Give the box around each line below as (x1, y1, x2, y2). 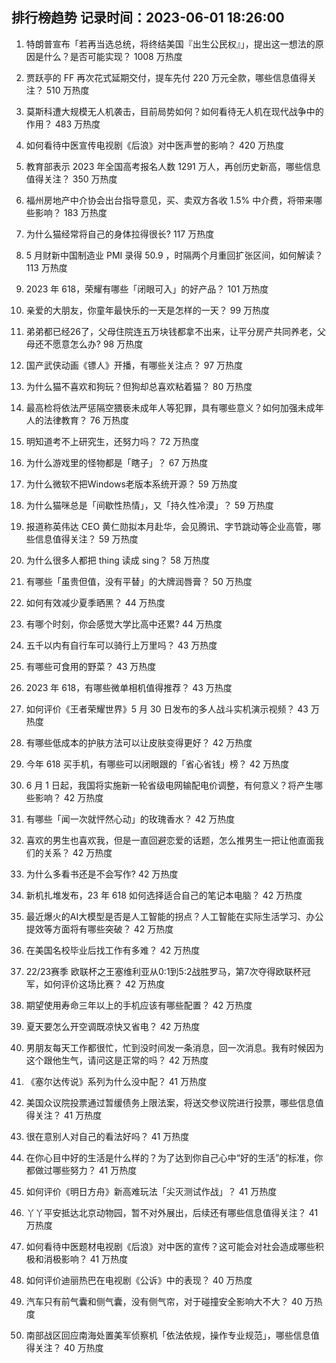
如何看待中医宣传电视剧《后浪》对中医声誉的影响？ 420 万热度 (25, 139, 285, 151)
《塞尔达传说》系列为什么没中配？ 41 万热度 (25, 1075, 208, 1087)
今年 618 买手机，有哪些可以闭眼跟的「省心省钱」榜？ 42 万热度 (25, 758, 290, 770)
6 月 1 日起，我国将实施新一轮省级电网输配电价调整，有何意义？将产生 (25, 779, 314, 791)
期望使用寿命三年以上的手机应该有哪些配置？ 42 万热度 (25, 999, 253, 1011)
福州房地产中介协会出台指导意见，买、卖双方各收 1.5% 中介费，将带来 (25, 194, 314, 206)
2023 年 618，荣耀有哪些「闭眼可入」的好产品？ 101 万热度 (25, 283, 269, 295)
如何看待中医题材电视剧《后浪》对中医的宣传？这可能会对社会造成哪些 (25, 1240, 316, 1252)
